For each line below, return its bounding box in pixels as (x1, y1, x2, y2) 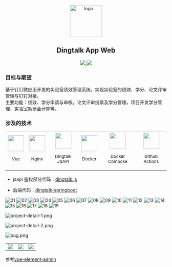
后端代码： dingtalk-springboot (12, 187, 77, 193)
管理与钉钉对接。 (5, 93, 41, 99)
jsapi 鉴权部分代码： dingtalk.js (12, 176, 77, 182)
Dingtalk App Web (56, 46, 116, 55)
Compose (108, 159, 128, 164)
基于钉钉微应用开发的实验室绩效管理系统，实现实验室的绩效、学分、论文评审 (5, 87, 167, 93)
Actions (143, 159, 159, 164)
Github (144, 154, 158, 159)
